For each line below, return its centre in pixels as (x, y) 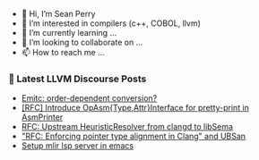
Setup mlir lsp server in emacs (78, 146)
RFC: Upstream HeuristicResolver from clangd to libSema (127, 127)
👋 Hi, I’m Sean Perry (58, 14)
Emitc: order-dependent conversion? (89, 98)
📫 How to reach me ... (63, 52)
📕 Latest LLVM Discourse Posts (78, 79)
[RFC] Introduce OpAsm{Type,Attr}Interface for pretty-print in (135, 108)
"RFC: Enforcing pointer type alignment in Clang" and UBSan (134, 136)
